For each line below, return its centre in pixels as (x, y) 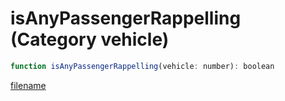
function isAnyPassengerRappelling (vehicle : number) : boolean (142, 66)
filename (28, 85)
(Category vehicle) (90, 39)
